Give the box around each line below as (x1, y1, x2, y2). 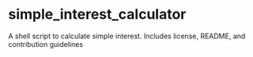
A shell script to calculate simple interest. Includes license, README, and (8, 31, 246, 41)
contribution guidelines (8, 39, 84, 48)
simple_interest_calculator (8, 5, 187, 23)
